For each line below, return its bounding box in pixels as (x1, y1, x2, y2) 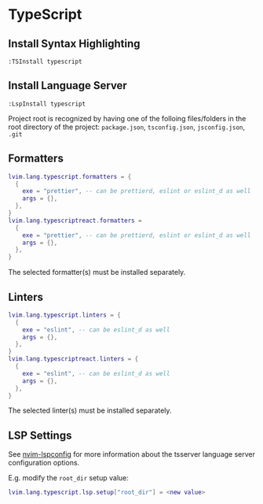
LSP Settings (8, 428, 72, 442)
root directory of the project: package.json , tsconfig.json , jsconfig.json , (8, 122, 246, 132)
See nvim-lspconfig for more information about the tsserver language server (8, 450, 256, 459)
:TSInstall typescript (8, 57, 82, 65)
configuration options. (8, 458, 80, 468)
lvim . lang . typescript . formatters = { (8, 172, 132, 180)
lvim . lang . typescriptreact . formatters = (8, 217, 143, 224)
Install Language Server (8, 79, 127, 92)
